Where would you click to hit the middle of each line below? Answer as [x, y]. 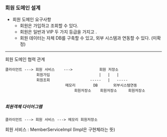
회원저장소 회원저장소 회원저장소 [110, 91]
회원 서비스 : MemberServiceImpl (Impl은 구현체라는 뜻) [60, 130]
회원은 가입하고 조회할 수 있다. [49, 26]
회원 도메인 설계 [23, 7]
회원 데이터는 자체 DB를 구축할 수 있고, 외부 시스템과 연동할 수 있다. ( [86, 38]
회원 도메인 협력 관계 [25, 59]
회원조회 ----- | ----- [82, 80]
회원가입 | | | [78, 75]
